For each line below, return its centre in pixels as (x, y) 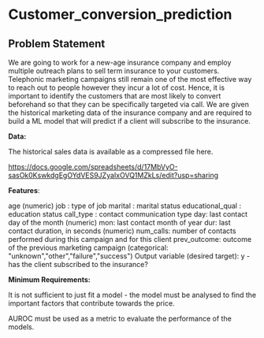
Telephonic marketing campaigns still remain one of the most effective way (130, 79)
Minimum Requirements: (49, 280)
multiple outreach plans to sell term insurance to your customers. (114, 71)
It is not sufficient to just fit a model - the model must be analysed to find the (132, 295)
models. (21, 327)
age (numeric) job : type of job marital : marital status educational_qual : (125, 206)
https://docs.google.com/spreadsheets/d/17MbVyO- (93, 167)
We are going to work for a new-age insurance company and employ (120, 62)
